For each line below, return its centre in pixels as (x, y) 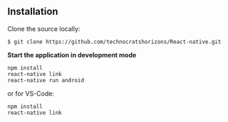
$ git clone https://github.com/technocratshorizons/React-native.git (114, 42)
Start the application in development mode (72, 55)
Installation (33, 12)
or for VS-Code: (31, 93)
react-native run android (46, 80)
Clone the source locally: (44, 28)
